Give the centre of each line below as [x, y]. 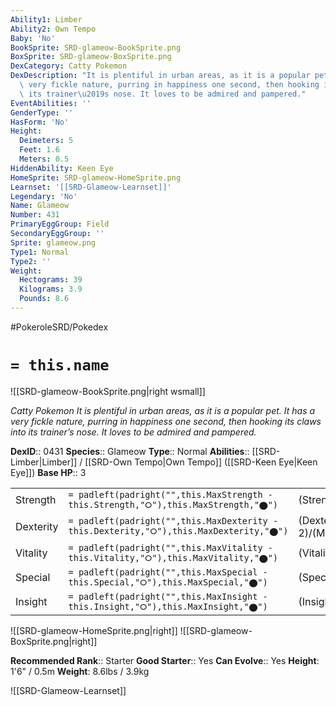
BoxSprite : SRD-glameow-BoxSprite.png [91, 57]
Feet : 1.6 [39, 150]
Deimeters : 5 [46, 141]
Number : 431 [35, 215]
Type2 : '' [31, 261]
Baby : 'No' [33, 38]
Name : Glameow [40, 206]
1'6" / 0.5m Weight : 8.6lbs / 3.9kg [80, 671]
